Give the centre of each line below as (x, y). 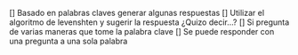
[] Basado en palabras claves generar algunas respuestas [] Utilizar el (137, 13)
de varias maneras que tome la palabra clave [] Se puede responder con (142, 31)
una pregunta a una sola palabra (68, 41)
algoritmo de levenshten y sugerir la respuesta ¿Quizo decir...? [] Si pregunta (149, 22)
